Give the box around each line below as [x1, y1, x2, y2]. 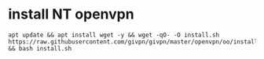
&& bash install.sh [8, 44, 72, 52]
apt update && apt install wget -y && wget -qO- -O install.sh [8, 31, 220, 39]
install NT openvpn [8, 5, 135, 23]
